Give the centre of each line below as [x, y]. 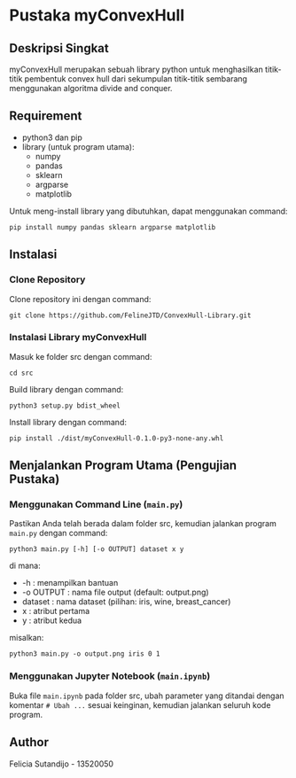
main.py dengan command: [58, 533]
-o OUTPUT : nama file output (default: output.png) [116, 592]
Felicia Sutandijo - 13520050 [61, 764]
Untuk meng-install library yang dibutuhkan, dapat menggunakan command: [148, 211]
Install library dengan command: [68, 422]
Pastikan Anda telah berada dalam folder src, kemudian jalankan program [143, 524]
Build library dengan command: [66, 389]
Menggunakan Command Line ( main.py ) [96, 504]
